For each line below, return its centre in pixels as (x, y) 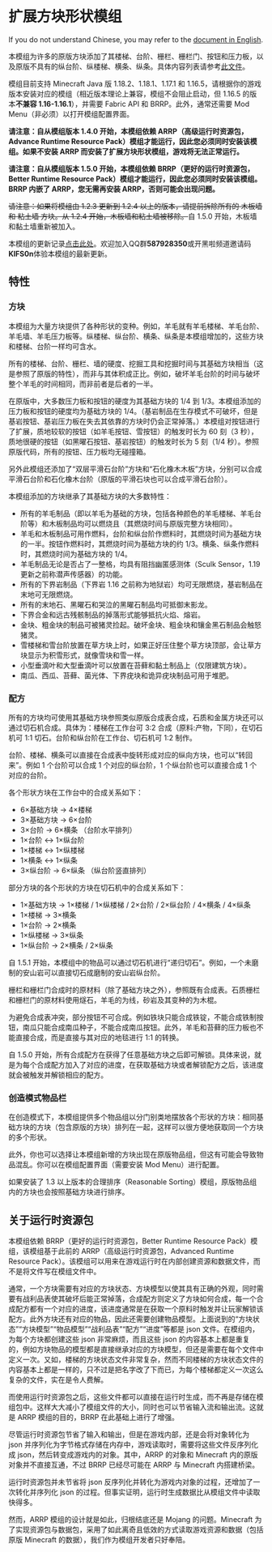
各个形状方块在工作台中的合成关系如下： (76, 792)
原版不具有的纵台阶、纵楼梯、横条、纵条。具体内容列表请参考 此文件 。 (132, 66)
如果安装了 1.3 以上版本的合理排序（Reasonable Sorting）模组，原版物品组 (133, 1182)
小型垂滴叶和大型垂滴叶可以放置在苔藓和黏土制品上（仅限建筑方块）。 (135, 665)
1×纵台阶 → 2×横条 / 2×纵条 (66, 945)
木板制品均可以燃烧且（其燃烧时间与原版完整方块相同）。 (142, 523)
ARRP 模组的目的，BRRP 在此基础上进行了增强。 (98, 1418)
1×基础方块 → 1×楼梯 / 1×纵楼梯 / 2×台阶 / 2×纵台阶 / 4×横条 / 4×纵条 (135, 905)
